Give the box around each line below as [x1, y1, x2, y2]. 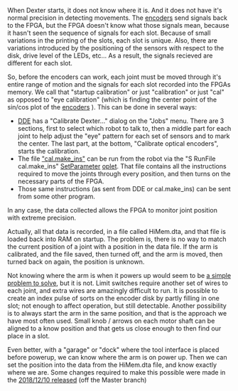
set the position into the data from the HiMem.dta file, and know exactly [7, 360, 217, 369]
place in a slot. [7, 332, 50, 340]
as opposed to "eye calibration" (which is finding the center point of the [7, 95, 217, 104]
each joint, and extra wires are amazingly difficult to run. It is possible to [7, 286, 218, 294]
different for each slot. [7, 59, 73, 67]
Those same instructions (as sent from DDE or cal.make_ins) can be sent [17, 185, 231, 193]
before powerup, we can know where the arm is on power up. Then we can [7, 353, 227, 361]
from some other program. [17, 192, 96, 200]
